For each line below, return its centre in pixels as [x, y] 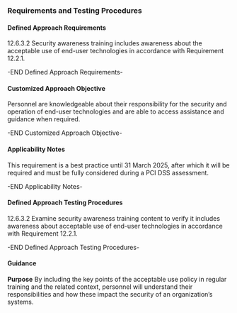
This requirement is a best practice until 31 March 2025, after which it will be [118, 165]
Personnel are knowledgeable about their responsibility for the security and [117, 104]
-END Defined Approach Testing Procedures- [74, 247]
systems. [21, 302]
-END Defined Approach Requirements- [65, 72]
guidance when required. [44, 119]
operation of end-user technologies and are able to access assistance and [116, 111]
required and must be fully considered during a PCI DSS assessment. [108, 172]
